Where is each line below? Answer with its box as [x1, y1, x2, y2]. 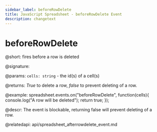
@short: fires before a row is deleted [5, 54, 80, 60]
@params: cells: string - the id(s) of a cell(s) [5, 73, 100, 79]
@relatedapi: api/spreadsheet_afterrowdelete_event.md [5, 122, 118, 128]
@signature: [5, 64, 30, 69]
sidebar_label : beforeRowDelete [5, 7, 71, 12]
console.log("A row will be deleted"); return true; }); [5, 97, 110, 103]
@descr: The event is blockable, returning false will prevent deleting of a [5, 107, 153, 113]
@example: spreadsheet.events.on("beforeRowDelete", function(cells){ [5, 92, 149, 98]
